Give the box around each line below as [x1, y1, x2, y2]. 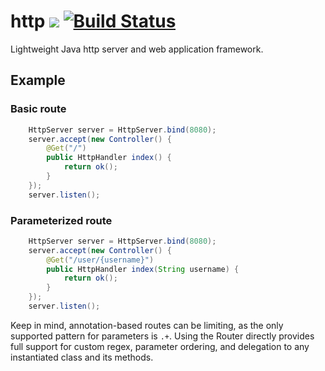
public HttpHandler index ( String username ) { [46, 264, 240, 274]
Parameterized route [10, 213, 113, 227]
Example [10, 72, 66, 89]
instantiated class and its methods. [10, 351, 154, 363]
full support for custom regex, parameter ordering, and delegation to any [10, 340, 310, 352]
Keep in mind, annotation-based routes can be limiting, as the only [10, 319, 284, 331]
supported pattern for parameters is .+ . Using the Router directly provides [10, 330, 315, 342]
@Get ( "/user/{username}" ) [46, 255, 155, 265]
